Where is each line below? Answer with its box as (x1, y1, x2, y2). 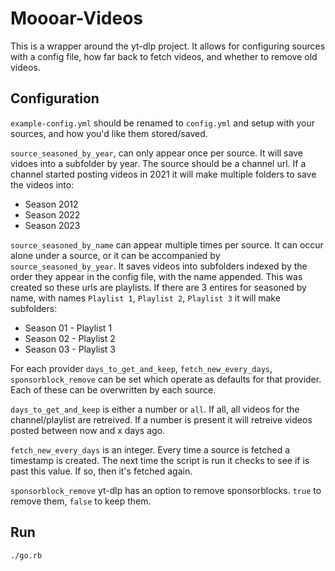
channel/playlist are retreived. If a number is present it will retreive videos (10, 413, 313, 426)
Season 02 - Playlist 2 (24, 332, 116, 344)
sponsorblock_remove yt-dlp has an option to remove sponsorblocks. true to (10, 484, 322, 496)
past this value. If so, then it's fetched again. (10, 465, 193, 477)
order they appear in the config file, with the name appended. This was (10, 270, 303, 282)
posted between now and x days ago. (10, 424, 166, 436)
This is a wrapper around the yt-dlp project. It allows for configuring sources (10, 40, 326, 52)
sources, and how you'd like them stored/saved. (10, 127, 208, 139)
